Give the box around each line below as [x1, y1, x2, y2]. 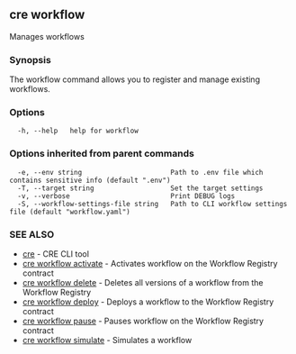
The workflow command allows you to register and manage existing [9, 74, 261, 85]
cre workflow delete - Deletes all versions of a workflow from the [22, 277, 264, 287]
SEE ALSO [9, 228, 55, 241]
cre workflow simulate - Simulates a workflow [22, 335, 193, 345]
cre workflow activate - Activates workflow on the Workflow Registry [22, 259, 278, 268]
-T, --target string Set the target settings [17, 184, 264, 193]
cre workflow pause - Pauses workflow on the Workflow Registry [22, 315, 264, 326]
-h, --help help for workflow [17, 126, 139, 136]
